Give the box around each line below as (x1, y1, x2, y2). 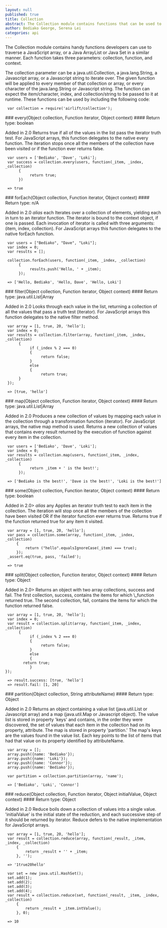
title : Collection (5, 16, 43, 21)
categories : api (5, 30, 39, 35)
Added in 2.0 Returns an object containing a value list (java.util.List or (5, 706, 148, 712)
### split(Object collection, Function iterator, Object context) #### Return (5, 572, 157, 578)
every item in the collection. (5, 434, 62, 440)
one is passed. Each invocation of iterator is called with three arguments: (5, 220, 155, 226)
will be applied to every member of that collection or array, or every (5, 80, 144, 86)
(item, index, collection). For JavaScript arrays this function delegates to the (5, 226, 161, 231)
